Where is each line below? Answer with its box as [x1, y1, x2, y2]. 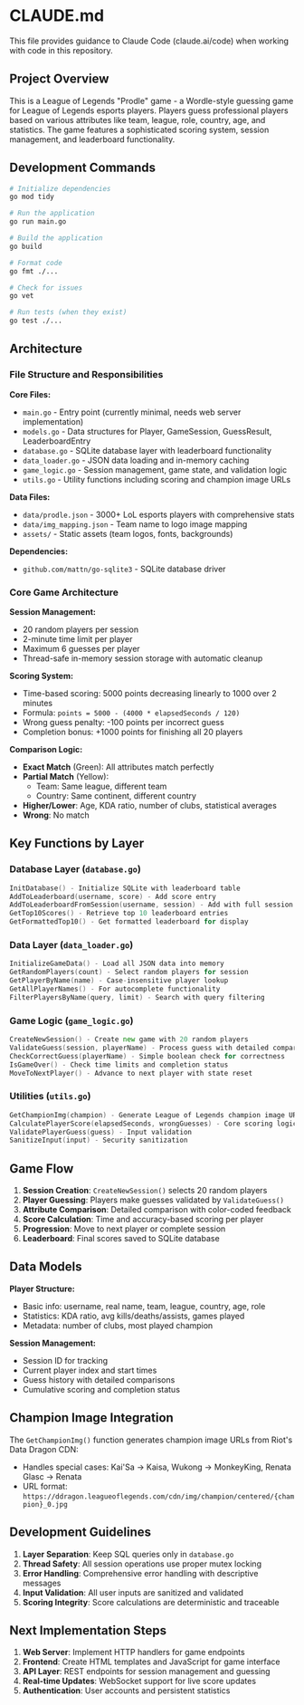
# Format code [9, 258, 63, 267]
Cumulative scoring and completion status [22, 1384, 181, 1394]
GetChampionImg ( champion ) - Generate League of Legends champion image [9, 1110, 285, 1119]
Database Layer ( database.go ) [9, 863, 142, 876]
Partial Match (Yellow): [22, 771, 109, 782]
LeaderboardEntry [22, 436, 91, 446]
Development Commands [9, 160, 157, 176]
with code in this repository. [9, 44, 113, 55]
